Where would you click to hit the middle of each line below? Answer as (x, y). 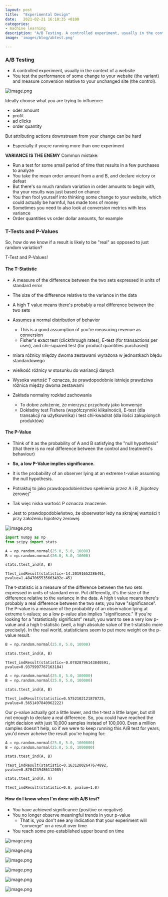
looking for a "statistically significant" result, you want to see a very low (79, 619)
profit (18, 116)
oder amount (25, 110)
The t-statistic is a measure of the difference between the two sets (74, 587)
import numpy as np (25, 537)
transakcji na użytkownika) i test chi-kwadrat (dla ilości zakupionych (90, 415)
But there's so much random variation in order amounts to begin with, (84, 186)
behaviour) (23, 454)
